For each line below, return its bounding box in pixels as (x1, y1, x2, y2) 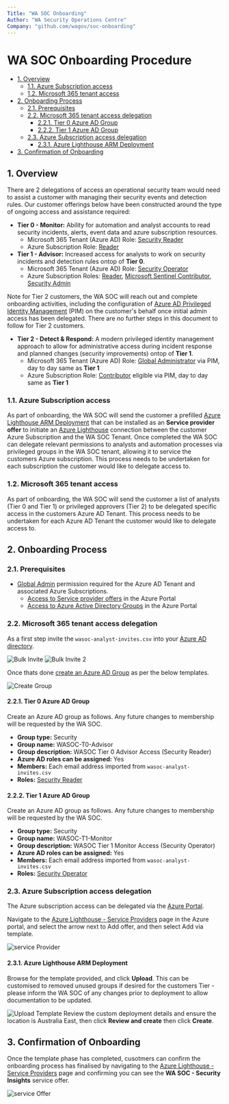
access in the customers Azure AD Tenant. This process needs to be (7, 509, 200, 517)
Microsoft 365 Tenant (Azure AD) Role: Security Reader (27, 236, 183, 244)
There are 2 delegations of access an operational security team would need (7, 186, 221, 194)
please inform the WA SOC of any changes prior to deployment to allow (7, 988, 208, 997)
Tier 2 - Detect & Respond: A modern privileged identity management (16, 335, 214, 343)
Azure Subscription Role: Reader (27, 243, 120, 251)
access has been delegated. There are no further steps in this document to (7, 315, 218, 323)
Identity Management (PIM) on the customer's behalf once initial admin (7, 307, 207, 315)
